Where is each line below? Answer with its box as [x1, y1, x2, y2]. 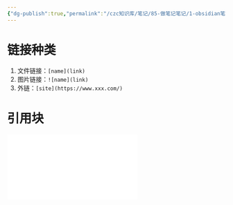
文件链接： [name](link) [17, 66, 85, 75]
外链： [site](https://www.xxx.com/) [17, 84, 123, 92]
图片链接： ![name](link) [17, 75, 89, 83]
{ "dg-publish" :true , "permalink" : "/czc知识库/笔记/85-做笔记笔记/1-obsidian [7, 10, 221, 17]
